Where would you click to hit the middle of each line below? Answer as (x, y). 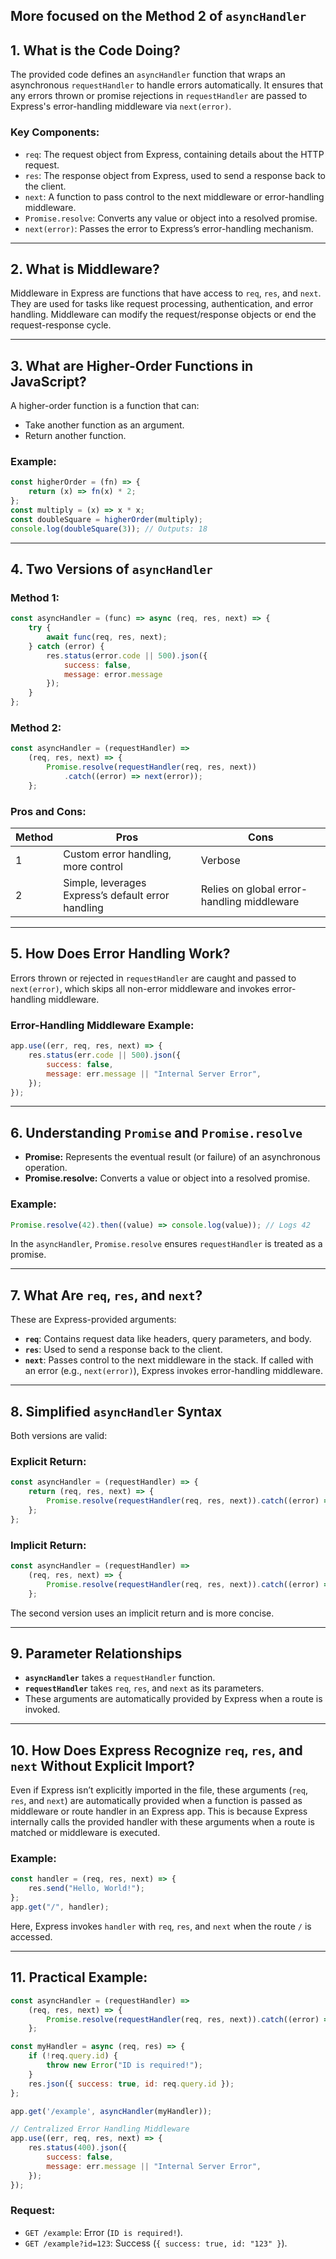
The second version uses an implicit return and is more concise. (142, 1613)
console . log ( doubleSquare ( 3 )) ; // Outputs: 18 (109, 529)
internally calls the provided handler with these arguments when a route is (162, 1822)
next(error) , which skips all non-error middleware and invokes (140, 988)
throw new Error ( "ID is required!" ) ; (124, 2065)
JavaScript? (48, 381)
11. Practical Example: (79, 1977)
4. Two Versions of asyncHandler (111, 569)
